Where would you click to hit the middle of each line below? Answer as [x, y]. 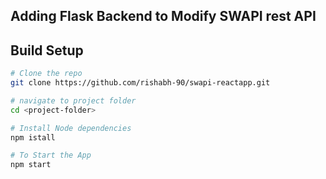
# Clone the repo [46, 74]
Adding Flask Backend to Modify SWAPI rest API [163, 16]
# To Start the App [51, 155]
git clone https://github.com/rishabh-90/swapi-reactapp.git [140, 83]
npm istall [33, 137]
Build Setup [47, 50]
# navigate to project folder [73, 100]
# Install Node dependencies [71, 128]
